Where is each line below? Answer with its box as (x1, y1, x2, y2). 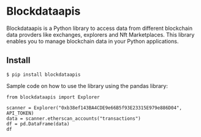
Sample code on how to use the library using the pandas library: (6, 82, 169, 89)
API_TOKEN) (6, 110, 34, 116)
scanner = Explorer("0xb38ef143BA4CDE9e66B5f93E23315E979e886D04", (6, 105, 183, 111)
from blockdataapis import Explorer (6, 94, 100, 100)
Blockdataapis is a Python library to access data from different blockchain (6, 24, 193, 32)
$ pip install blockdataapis (6, 72, 81, 78)
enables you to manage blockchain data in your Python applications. (6, 37, 179, 45)
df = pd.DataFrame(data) (6, 120, 70, 127)
